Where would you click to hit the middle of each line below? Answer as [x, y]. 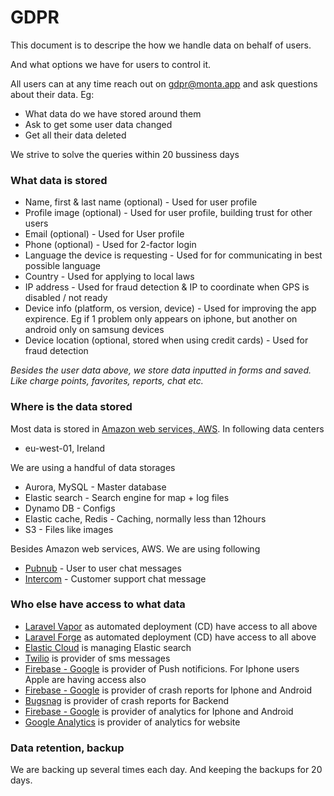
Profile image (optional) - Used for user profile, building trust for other [168, 213]
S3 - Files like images [69, 529]
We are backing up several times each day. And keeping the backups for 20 [166, 770]
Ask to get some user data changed [98, 124]
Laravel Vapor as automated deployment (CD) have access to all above [171, 626]
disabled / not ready [66, 298]
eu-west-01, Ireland [65, 448]
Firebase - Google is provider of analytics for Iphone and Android [159, 711]
